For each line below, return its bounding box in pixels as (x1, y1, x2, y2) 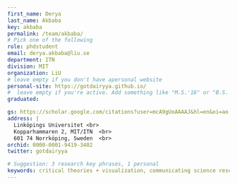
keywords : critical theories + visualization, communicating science (7, 167, 217, 174)
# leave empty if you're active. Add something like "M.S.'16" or (7, 89, 210, 96)
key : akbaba (7, 23, 42, 30)
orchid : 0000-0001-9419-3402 (7, 141, 93, 148)
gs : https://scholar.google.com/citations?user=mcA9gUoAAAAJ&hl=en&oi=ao (7, 109, 229, 116)
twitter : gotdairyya (7, 148, 68, 155)
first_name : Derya (7, 10, 61, 18)
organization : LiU (7, 69, 61, 76)
